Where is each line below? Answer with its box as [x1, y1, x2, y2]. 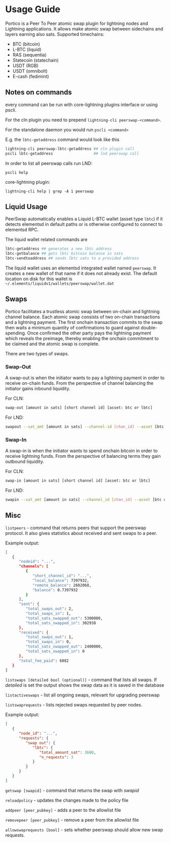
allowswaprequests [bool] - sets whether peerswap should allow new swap [5, 826, 163, 833]
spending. [5, 330, 26, 336]
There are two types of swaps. [5, 350, 69, 356]
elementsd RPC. [5, 227, 39, 233]
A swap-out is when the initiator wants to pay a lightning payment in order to [5, 375, 165, 381]
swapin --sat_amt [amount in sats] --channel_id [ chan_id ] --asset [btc [5, 497, 162, 502]
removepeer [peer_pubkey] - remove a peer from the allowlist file [5, 817, 139, 823]
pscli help [5, 170, 28, 175]
